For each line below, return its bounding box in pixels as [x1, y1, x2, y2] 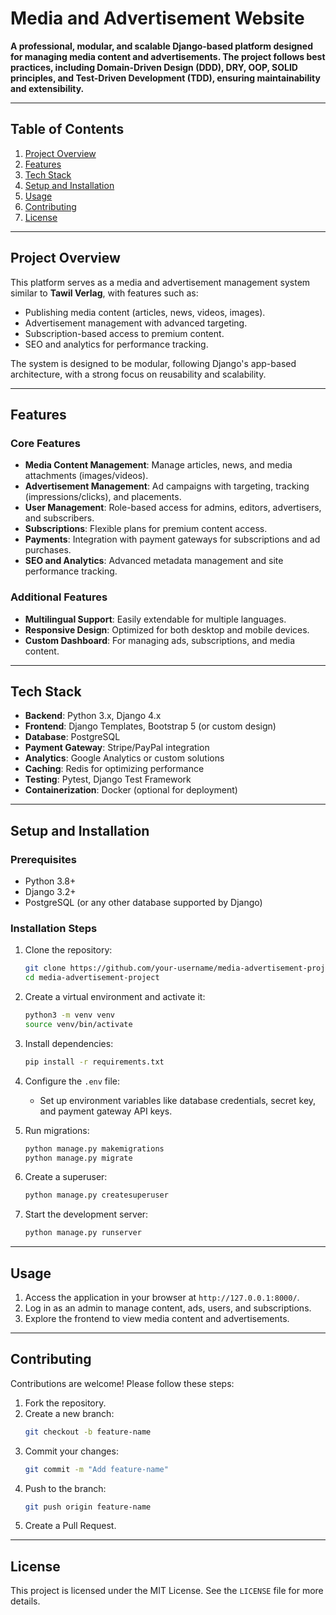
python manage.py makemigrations [24, 1143, 165, 1154]
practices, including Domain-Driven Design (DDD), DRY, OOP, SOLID [10, 61, 298, 73]
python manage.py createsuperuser [24, 1190, 169, 1201]
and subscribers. [24, 512, 95, 524]
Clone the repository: [24, 944, 113, 956]
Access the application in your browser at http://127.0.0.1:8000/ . [24, 1292, 300, 1304]
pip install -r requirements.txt [24, 1057, 165, 1067]
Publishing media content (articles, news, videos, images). [24, 306, 266, 318]
